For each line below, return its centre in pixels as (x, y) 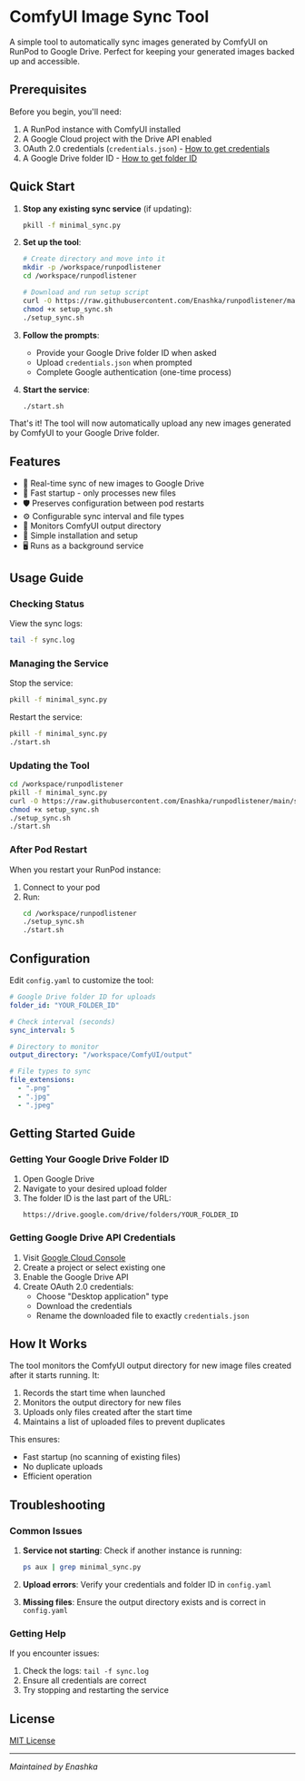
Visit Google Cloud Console (74, 1257)
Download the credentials (84, 1305)
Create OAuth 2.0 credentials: (78, 1286)
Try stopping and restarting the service (96, 1690)
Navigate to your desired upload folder (95, 1189)
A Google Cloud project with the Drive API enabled (117, 139)
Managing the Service (59, 663)
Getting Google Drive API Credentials (93, 1238)
